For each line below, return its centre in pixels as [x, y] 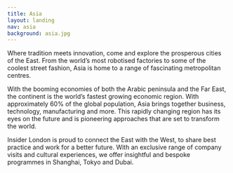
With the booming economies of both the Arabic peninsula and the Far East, [117, 89]
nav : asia [22, 27]
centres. [19, 76]
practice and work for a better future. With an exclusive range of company [115, 147]
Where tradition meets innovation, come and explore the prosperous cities [114, 53]
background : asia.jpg [39, 33]
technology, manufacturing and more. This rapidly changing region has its [114, 111]
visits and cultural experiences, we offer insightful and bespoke [99, 155]
